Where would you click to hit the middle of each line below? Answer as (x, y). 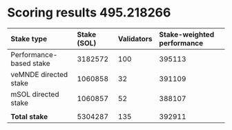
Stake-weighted (187, 34)
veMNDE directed (39, 74)
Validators (135, 39)
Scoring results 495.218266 (89, 13)
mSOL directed (35, 94)
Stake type (29, 39)
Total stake (29, 116)
